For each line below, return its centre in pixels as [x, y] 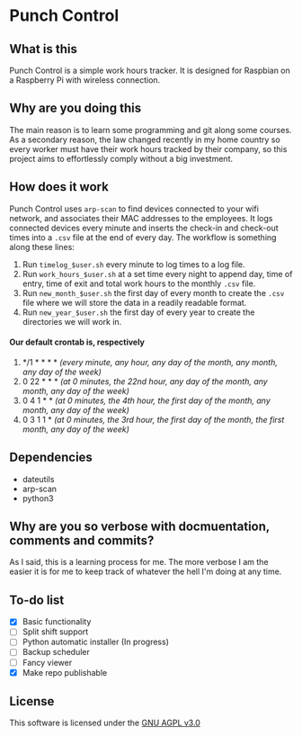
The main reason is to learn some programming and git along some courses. [151, 130]
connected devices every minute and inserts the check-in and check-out [144, 228]
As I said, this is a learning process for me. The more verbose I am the [139, 562]
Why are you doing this [75, 108]
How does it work [59, 187]
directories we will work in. [72, 321]
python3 [38, 498]
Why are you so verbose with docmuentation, [139, 527]
